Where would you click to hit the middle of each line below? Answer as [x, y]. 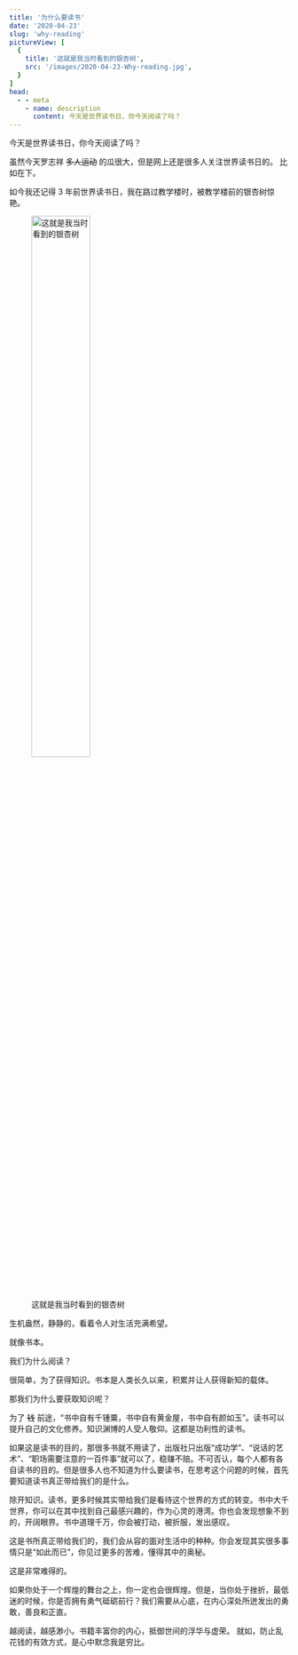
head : [19, 92]
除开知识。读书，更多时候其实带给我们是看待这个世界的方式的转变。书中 [141, 1500]
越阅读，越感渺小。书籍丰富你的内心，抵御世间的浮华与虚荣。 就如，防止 [142, 1631]
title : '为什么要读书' [47, 17]
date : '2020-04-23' [45, 26]
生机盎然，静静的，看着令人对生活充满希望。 [91, 1324]
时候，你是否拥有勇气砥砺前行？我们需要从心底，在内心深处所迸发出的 [153, 1601]
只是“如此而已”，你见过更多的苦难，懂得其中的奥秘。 [114, 1552]
